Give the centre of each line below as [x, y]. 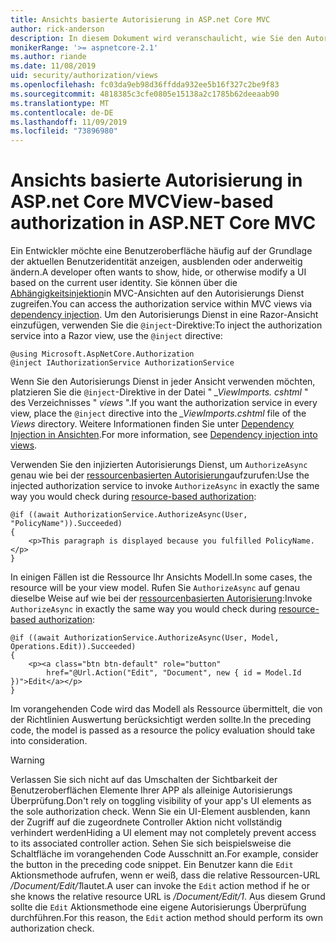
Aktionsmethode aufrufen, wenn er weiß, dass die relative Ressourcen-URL [165, 875]
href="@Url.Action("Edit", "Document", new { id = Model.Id [174, 673]
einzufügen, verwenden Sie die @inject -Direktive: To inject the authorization [166, 325]
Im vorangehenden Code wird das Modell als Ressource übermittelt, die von [166, 709]
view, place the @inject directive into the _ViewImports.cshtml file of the [158, 413]
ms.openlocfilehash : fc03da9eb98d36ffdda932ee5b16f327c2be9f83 [145, 85]
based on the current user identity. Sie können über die [124, 283]
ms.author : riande [48, 57]
